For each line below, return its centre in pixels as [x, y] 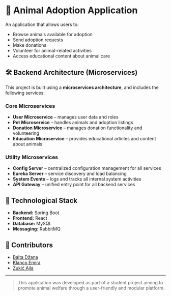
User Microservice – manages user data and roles [65, 117]
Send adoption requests [38, 40]
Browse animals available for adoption [52, 34]
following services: [25, 93]
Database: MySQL [32, 224]
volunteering [26, 133]
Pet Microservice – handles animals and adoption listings [73, 123]
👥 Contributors [29, 245]
